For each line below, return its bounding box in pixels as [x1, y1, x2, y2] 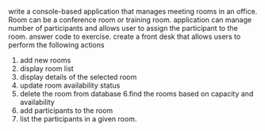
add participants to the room [19, 106, 113, 115]
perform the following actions [8, 40, 105, 50]
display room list [19, 64, 74, 73]
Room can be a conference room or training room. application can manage [8, 15, 252, 24]
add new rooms [19, 55, 71, 65]
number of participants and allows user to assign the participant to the [8, 24, 238, 32]
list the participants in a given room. [19, 114, 137, 123]
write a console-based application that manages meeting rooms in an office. [8, 7, 258, 16]
